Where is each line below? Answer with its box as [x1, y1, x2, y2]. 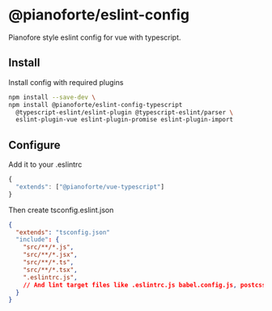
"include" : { [15, 236, 60, 244]
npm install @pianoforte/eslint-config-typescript [8, 100, 183, 109]
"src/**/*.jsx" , [23, 251, 79, 259]
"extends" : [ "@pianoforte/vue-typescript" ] [15, 182, 164, 191]
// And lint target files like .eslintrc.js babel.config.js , [23, 281, 237, 289]
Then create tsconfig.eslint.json [8, 205, 114, 215]
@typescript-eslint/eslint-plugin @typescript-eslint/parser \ [15, 108, 233, 117]
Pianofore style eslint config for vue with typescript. [8, 32, 181, 42]
